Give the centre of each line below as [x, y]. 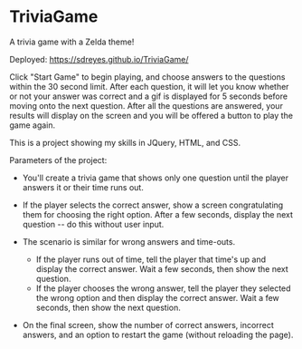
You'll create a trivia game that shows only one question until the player [156, 178]
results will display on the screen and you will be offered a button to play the [151, 115]
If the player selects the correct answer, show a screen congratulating [153, 205]
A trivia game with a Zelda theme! [72, 42]
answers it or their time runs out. [83, 187]
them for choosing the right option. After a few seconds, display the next [158, 214]
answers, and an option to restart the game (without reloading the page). [158, 334]
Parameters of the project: [58, 160]
